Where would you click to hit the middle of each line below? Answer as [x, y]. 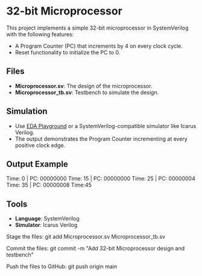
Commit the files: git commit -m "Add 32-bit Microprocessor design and [96, 248]
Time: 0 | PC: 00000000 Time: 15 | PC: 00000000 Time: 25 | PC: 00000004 [101, 179]
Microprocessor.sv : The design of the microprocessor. [84, 86]
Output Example [37, 164]
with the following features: [40, 34]
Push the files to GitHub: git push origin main [62, 266]
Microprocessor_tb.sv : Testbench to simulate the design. [87, 92]
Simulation [27, 111]
